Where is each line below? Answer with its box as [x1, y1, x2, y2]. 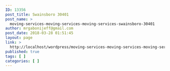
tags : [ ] [5, 53, 26, 59]
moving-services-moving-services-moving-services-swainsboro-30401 [10, 21, 155, 26]
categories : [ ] [5, 58, 39, 63]
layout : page [5, 35, 33, 40]
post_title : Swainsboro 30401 [5, 12, 69, 17]
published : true [5, 49, 39, 54]
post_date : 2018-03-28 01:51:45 [5, 30, 73, 35]
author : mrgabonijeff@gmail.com [5, 26, 73, 31]
